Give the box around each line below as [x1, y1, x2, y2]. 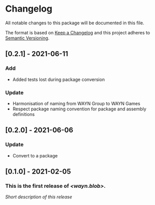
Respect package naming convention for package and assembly [12, 106, 146, 112]
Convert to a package [12, 152, 58, 158]
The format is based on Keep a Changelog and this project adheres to [5, 29, 150, 35]
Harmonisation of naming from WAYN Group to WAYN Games [12, 100, 140, 106]
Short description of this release [5, 194, 72, 200]
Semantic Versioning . [5, 35, 49, 41]
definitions [12, 111, 35, 117]
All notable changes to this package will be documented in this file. [5, 20, 144, 26]
